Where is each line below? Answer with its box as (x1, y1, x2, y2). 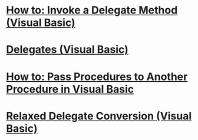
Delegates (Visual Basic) (6, 43, 128, 56)
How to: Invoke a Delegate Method (6, 4, 178, 17)
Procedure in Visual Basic (6, 82, 134, 96)
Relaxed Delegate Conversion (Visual (6, 109, 192, 122)
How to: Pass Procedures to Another (6, 70, 188, 83)
